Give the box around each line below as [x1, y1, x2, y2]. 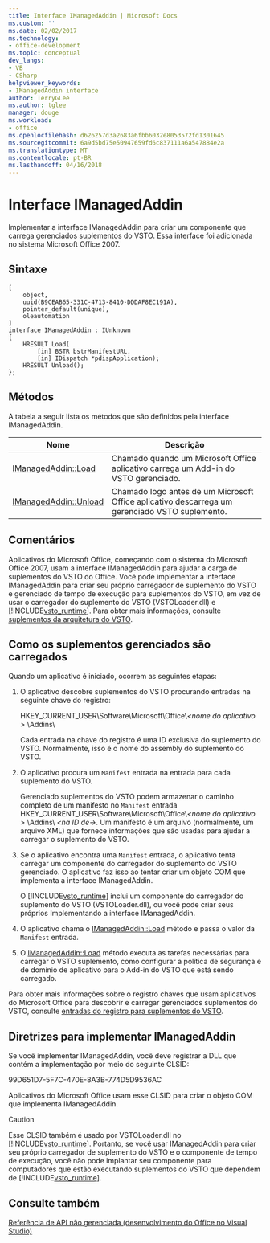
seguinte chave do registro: [19, 696, 111, 705]
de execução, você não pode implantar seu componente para [8, 1156, 212, 1166]
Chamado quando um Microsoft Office [111, 452, 256, 464]
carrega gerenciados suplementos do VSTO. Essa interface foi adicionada [8, 231, 253, 241]
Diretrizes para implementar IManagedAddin [8, 1029, 236, 1043]
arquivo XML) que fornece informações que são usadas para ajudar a [19, 826, 251, 836]
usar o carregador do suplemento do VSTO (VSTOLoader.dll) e [8, 597, 216, 607]
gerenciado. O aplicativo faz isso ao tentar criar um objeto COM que [19, 867, 246, 877]
